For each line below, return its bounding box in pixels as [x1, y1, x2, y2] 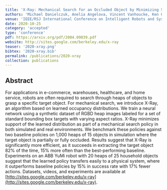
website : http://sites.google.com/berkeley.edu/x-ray [5, 40, 119, 45]
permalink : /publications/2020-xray [5, 53, 81, 59]
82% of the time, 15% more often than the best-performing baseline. [5, 147, 146, 154]
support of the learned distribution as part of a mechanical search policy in [5, 121, 159, 127]
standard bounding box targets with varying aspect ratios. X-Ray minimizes [5, 116, 159, 122]
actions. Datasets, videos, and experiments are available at [5, 169, 126, 175]
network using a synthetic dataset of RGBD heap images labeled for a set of [5, 111, 161, 117]
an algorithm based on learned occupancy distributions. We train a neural [5, 105, 156, 112]
